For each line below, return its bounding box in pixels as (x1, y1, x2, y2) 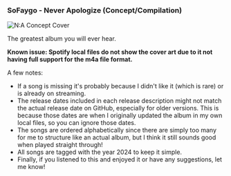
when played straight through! (17, 141, 104, 149)
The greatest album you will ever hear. (7, 35, 116, 43)
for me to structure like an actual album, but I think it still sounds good (17, 133, 216, 141)
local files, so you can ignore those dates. (17, 119, 136, 127)
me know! (17, 163, 46, 171)
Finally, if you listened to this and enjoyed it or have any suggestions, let (17, 155, 223, 164)
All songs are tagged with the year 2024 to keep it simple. (17, 148, 182, 157)
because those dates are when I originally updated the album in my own (17, 111, 223, 119)
